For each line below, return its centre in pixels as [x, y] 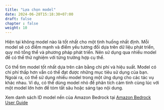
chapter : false [22, 23]
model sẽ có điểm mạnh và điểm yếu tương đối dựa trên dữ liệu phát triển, [80, 47]
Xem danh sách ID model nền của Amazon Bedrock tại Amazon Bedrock [78, 97]
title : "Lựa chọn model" [30, 10]
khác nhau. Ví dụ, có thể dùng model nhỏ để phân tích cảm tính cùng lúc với [82, 83]
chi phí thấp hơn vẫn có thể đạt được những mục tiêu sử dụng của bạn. [77, 72]
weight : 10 [16, 28]
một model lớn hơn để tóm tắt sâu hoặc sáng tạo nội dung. [64, 88]
